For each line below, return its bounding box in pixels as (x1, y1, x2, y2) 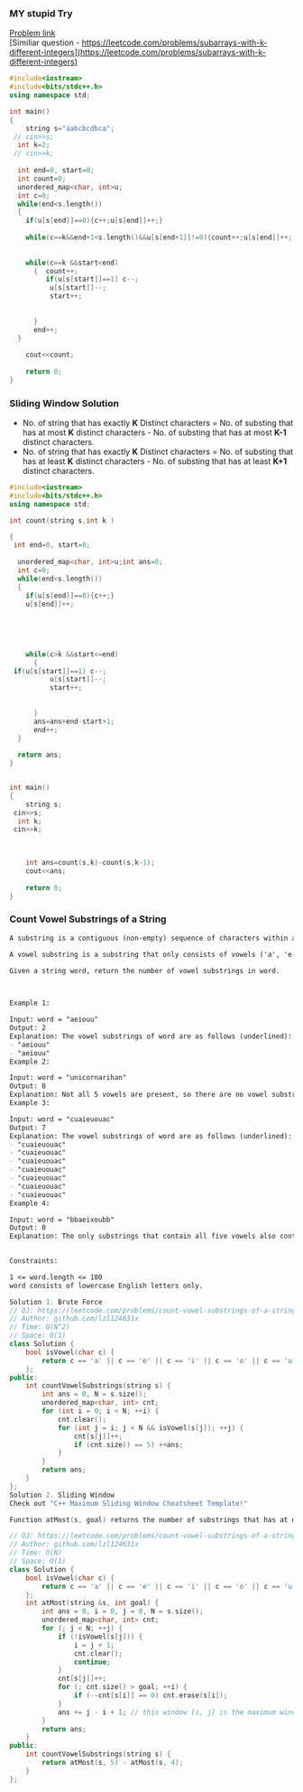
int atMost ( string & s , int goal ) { (25, 1599, 160, 1608)
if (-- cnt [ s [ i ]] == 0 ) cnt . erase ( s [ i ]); (73, 1691, 228, 1700)
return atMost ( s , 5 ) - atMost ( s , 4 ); (41, 1759, 184, 1768)
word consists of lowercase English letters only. (9, 1281, 204, 1290)
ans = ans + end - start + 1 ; (32, 717, 115, 726)
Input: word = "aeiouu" (9, 1015, 99, 1025)
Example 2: (9, 1057, 50, 1066)
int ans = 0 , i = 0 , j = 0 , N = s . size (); (41, 1607, 204, 1616)
